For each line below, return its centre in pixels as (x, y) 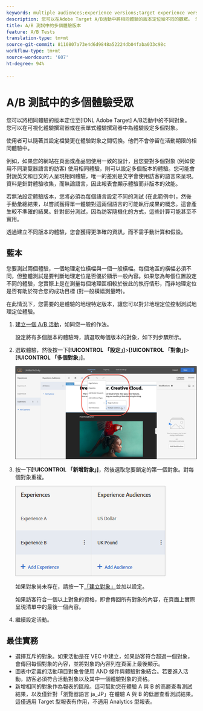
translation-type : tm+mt (37, 38)
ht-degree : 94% (25, 63)
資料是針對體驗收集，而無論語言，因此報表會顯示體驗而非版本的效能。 (94, 183)
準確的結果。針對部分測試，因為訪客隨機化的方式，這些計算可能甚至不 (109, 212)
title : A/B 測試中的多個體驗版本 (44, 25)
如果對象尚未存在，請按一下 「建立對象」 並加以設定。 (81, 587)
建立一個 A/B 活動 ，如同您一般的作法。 (63, 324)
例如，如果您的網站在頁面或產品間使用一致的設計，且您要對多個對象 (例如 (98, 161)
